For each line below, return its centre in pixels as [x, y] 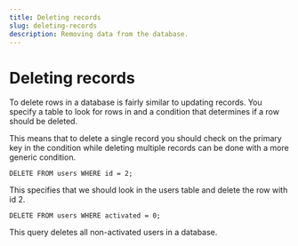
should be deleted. [44, 122]
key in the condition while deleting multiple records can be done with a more [149, 148]
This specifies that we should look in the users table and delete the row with [149, 190]
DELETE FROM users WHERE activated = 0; [85, 216]
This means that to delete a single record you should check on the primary [145, 139]
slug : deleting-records [53, 26]
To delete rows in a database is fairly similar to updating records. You [136, 102]
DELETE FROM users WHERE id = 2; [71, 174]
